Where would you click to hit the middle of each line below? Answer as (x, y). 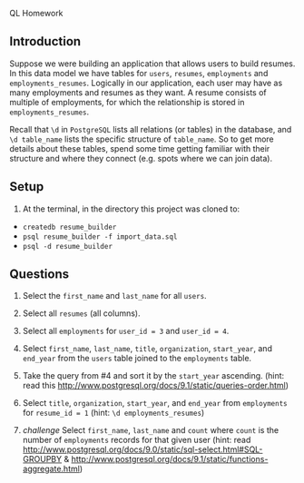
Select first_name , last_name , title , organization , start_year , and (147, 349)
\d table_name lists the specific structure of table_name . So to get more (142, 139)
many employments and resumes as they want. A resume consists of (138, 92)
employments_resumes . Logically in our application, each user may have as (146, 83)
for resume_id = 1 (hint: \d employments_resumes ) (113, 413)
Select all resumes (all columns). (81, 313)
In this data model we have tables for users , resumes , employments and (139, 73)
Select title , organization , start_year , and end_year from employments (155, 403)
